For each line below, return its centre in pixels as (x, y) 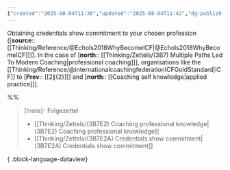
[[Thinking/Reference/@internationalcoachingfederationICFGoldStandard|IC (114, 69)
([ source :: (21, 40)
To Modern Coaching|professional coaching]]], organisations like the (104, 62)
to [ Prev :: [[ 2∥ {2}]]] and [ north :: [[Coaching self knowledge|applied (112, 77)
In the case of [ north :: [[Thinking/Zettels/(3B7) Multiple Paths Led (130, 55)
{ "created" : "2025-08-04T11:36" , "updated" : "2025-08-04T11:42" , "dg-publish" (116, 13)
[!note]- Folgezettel (51, 110)
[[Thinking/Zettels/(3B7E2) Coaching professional (104, 123)
